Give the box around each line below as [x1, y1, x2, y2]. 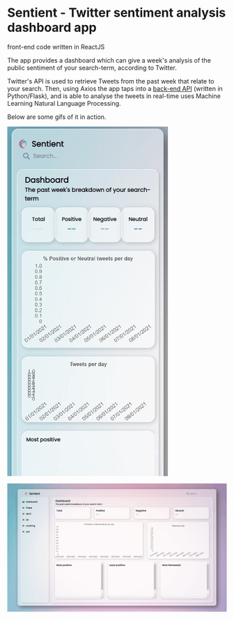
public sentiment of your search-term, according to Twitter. [7, 63, 178, 72]
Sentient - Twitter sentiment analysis [7, 5, 226, 21]
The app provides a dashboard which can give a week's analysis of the [7, 56, 211, 64]
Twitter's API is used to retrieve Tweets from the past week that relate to [7, 77, 214, 85]
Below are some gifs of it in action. [7, 113, 107, 121]
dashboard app [7, 19, 97, 35]
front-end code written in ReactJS [7, 42, 105, 51]
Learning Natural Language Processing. [7, 99, 121, 107]
